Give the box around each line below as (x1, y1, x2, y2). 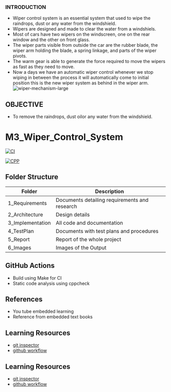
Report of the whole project (55, 235, 121, 243)
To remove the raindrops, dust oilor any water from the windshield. (12, 113, 153, 120)
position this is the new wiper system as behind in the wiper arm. (12, 80, 149, 86)
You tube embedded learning (12, 309, 74, 315)
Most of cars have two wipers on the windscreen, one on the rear (12, 32, 150, 38)
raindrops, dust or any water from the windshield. (12, 20, 117, 26)
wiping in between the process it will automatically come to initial (12, 75, 149, 81)
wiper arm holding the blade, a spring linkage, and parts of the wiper (12, 47, 157, 54)
